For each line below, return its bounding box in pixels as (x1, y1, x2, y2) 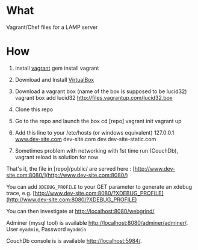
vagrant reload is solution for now (14, 153, 99, 160)
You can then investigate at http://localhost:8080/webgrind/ (6, 207, 155, 215)
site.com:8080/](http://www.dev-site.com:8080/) (6, 171, 128, 178)
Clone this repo (14, 106, 53, 113)
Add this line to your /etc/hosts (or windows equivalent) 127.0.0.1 (14, 129, 175, 136)
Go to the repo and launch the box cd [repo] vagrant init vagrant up (14, 117, 182, 124)
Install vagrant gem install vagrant (14, 64, 99, 72)
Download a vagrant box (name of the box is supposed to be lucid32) (14, 88, 187, 95)
